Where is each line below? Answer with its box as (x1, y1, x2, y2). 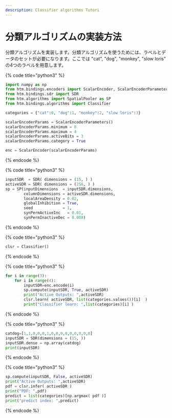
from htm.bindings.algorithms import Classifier (5, 101, 111, 107)
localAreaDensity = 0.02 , (24, 196, 79, 201)
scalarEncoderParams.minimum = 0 (5, 124, 77, 130)
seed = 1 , (24, 205, 72, 211)
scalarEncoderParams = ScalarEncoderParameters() (5, 119, 114, 124)
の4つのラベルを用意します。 (5, 62, 67, 68)
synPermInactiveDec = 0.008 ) (24, 215, 86, 220)
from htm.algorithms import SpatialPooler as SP (5, 96, 111, 101)
